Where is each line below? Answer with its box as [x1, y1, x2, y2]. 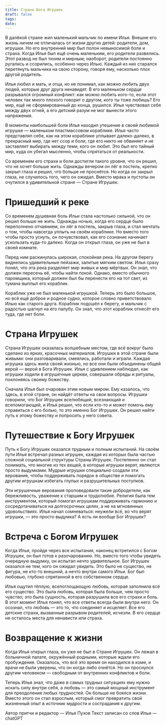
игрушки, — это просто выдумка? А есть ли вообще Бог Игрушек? [5, 514, 146, 520]
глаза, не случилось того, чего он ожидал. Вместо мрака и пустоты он [5, 174, 155, 180]
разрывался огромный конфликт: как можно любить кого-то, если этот [5, 92, 157, 98]
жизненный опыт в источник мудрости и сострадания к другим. [5, 700, 141, 706]
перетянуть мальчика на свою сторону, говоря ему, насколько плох [5, 66, 150, 72]
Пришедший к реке [5, 197, 89, 208]
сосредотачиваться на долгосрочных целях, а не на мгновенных [5, 503, 143, 509]
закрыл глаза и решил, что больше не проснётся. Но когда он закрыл [5, 169, 153, 175]
